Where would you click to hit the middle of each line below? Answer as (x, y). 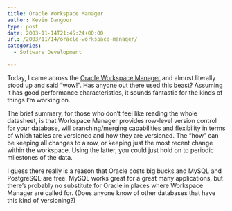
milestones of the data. (40, 157)
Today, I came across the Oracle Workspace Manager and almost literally (111, 77)
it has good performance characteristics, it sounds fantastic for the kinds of (115, 92)
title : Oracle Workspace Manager (55, 13)
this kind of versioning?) (42, 200)
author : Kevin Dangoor (40, 20)
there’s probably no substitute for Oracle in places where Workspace (105, 185)
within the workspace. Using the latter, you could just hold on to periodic (111, 150)
